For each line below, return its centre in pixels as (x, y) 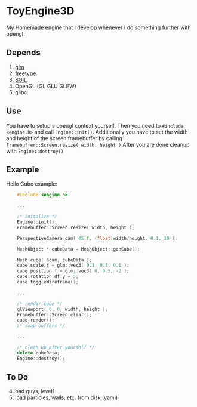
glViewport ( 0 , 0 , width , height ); (63, 309)
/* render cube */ (40, 303)
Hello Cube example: (32, 184)
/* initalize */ (37, 217)
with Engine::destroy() (35, 151)
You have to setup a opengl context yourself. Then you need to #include (95, 125)
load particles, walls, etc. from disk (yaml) (66, 397)
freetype (25, 73)
